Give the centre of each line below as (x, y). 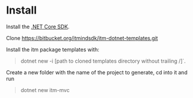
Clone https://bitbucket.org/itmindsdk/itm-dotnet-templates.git (82, 38)
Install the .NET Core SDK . (38, 27)
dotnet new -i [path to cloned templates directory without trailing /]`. (103, 61)
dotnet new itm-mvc (45, 90)
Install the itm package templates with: (53, 49)
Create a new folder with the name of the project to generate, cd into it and (97, 72)
